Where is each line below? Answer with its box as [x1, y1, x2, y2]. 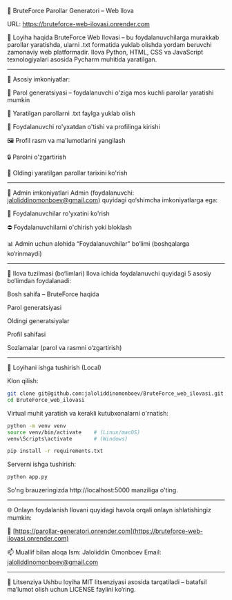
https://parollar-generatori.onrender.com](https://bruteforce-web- [14, 527, 204, 535]
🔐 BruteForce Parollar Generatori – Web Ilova [7, 7, 135, 14]
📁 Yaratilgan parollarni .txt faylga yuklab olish [7, 109, 136, 117]
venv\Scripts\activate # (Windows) [7, 435, 128, 442]
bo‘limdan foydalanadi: [7, 277, 71, 284]
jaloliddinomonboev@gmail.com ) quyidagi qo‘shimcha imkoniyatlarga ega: [7, 196, 218, 204]
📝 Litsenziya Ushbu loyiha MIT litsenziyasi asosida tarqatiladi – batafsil [7, 578, 207, 586]
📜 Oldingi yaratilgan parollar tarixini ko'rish [7, 169, 128, 177]
